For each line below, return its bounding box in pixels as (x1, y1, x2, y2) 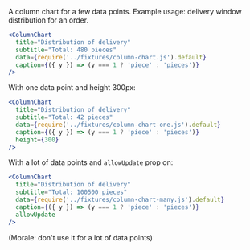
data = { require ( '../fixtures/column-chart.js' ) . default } (15, 53, 207, 61)
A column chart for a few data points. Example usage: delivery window (8, 7, 243, 16)
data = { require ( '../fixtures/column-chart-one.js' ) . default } (15, 121, 221, 129)
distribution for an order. (8, 15, 89, 25)
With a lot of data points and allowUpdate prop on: (8, 158, 174, 167)
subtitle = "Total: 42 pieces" (15, 113, 113, 121)
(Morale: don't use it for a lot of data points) (8, 232, 153, 242)
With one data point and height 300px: (8, 83, 136, 92)
